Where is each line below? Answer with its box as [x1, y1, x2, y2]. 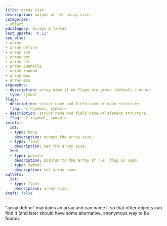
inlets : [5, 120, 22, 125]
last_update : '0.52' [5, 31, 49, 36]
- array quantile [5, 64, 42, 69]
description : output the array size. [14, 134, 94, 140]
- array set [5, 59, 30, 64]
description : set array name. [14, 167, 78, 172]
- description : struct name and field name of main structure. [5, 102, 142, 107]
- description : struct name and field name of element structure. [5, 111, 148, 116]
